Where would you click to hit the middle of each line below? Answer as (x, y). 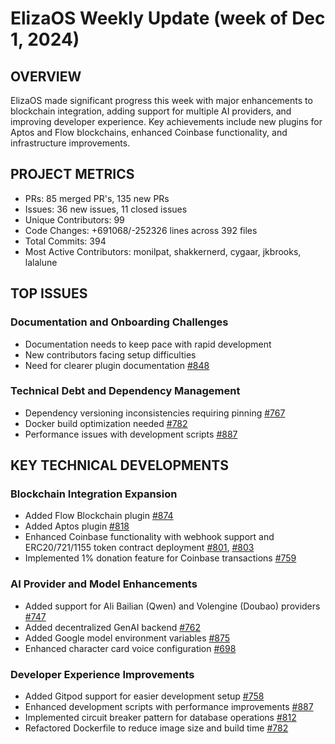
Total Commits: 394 (65, 241)
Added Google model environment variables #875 (127, 638)
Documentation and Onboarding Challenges (119, 322)
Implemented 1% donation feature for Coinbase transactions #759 (160, 558)
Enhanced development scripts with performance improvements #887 (169, 707)
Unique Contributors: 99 (74, 219)
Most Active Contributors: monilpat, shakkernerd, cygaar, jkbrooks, (163, 251)
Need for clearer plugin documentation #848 (117, 365)
